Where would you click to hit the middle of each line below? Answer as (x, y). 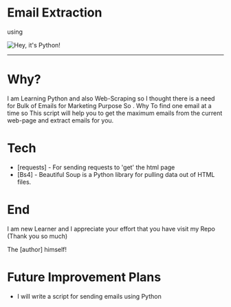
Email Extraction (55, 13)
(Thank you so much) (37, 236)
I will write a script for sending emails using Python (89, 296)
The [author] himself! (37, 249)
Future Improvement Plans (84, 277)
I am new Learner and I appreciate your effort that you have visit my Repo (111, 229)
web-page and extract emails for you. (60, 120)
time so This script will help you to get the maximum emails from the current (115, 113)
